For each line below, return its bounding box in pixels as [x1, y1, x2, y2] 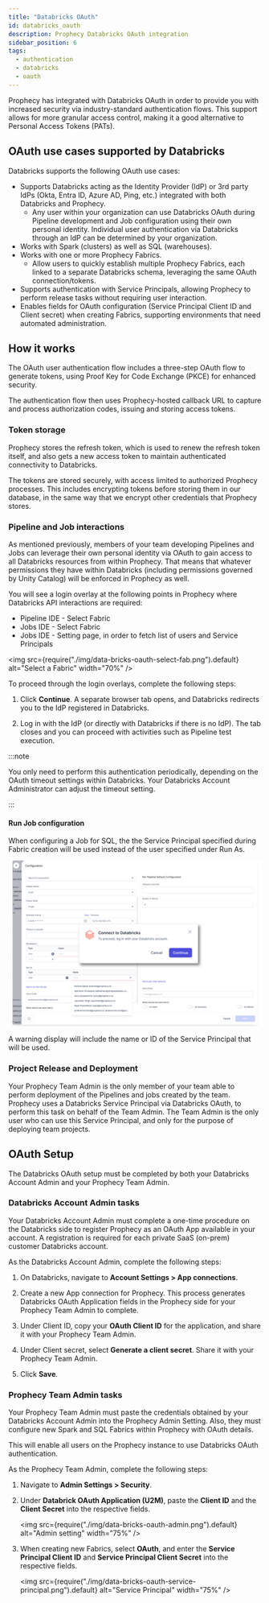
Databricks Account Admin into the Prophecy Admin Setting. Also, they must [8, 1416, 261, 1426]
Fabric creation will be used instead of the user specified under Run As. [8, 845, 245, 854]
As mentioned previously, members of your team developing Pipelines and [8, 539, 255, 549]
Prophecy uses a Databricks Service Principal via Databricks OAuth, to [8, 1098, 242, 1108]
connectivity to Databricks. [8, 460, 98, 469]
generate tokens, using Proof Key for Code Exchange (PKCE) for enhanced [8, 371, 256, 382]
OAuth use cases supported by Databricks [8, 145, 225, 159]
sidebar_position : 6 [8, 39, 78, 47]
